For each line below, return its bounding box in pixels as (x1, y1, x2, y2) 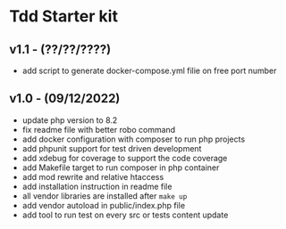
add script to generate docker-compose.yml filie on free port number (21, 65, 277, 76)
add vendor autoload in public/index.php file (21, 200, 186, 210)
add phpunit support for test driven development (21, 143, 202, 153)
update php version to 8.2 (21, 114, 118, 126)
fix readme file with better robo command (21, 124, 176, 135)
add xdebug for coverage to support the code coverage (21, 152, 228, 163)
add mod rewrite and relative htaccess (21, 171, 164, 182)
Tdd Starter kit (9, 6, 119, 27)
